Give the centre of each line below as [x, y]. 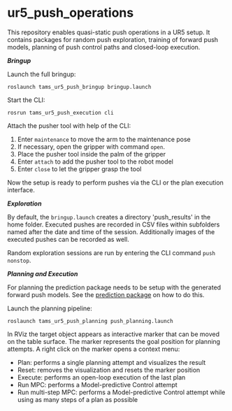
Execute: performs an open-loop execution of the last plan [101, 377]
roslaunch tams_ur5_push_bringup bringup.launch [79, 87]
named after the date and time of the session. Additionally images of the [111, 231]
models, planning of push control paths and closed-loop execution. [104, 47]
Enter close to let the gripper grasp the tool [79, 168]
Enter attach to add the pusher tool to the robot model [95, 161]
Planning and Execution [43, 273]
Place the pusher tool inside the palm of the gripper [92, 154]
